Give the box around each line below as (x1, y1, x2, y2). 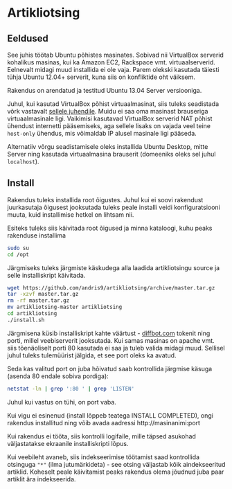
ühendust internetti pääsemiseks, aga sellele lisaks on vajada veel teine (7, 122, 211, 130)
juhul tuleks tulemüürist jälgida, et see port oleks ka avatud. (7, 351, 177, 359)
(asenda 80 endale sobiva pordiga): (7, 372, 109, 380)
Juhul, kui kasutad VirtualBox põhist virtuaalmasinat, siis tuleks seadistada (7, 100, 220, 108)
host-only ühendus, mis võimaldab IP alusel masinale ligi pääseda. (7, 130, 197, 137)
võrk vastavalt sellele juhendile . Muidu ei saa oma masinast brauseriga (7, 107, 208, 115)
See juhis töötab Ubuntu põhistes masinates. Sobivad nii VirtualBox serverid (7, 51, 224, 59)
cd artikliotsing (7, 310, 57, 317)
